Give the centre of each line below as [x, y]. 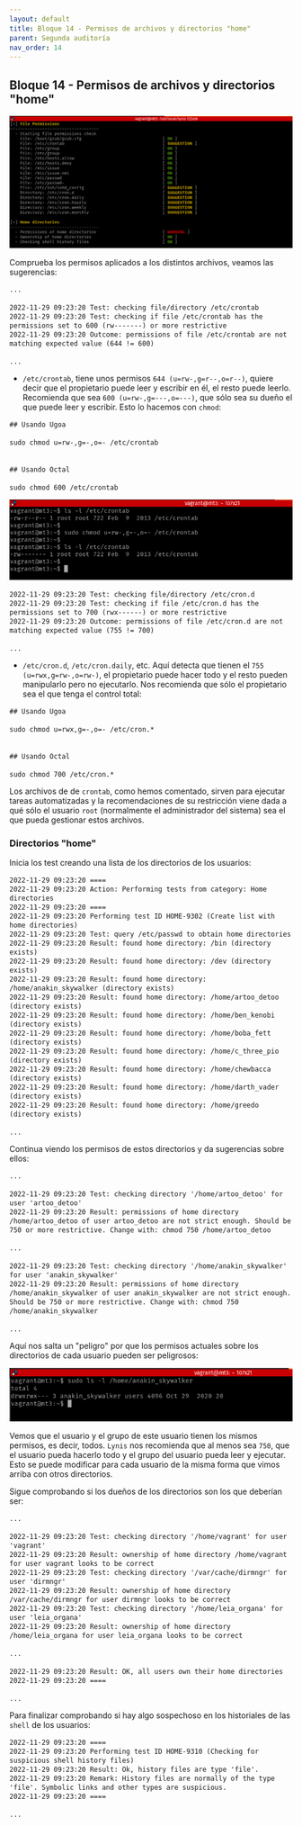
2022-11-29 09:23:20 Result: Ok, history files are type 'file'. [134, 1769]
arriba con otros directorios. [61, 1474]
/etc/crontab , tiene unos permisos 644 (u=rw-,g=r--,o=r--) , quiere [148, 378]
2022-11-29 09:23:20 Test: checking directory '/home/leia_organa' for [146, 1608]
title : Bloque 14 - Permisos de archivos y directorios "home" [130, 28]
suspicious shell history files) [72, 1760]
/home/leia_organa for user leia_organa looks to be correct [126, 1635]
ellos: [19, 1159]
